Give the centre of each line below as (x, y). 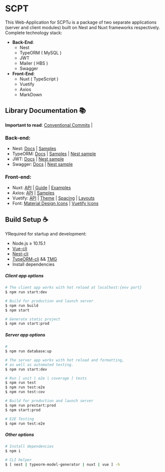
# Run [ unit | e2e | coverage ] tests (46, 378)
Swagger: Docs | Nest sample (42, 164)
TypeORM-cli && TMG (35, 259)
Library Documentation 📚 (46, 111)
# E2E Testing (20, 419)
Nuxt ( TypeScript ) (39, 79)
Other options (20, 435)
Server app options (25, 335)
